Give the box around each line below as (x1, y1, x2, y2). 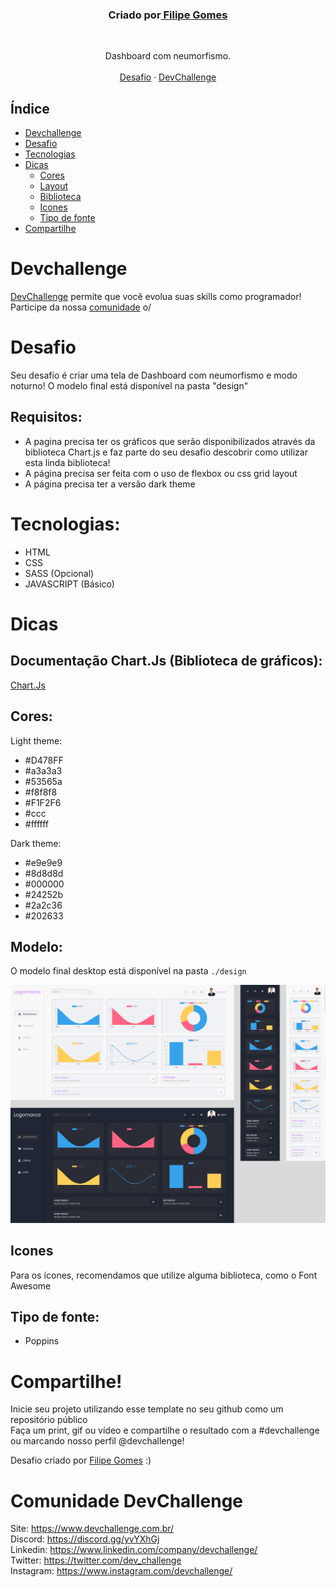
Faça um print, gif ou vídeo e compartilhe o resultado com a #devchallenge (10, 1424, 320, 1437)
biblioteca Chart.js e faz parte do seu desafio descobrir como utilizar (24, 446, 308, 458)
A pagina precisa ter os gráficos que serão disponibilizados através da (24, 435, 316, 447)
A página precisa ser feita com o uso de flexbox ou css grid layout (24, 467, 298, 479)
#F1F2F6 (24, 796, 62, 808)
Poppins (24, 1335, 60, 1347)
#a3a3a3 (24, 764, 63, 777)
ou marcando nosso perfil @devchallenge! (10, 1435, 185, 1447)
